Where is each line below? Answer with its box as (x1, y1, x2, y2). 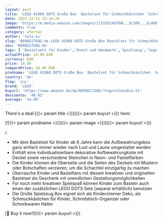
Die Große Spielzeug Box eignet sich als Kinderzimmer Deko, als (12, 191, 141, 197)
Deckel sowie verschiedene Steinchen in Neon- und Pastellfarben (12, 155, 144, 160)
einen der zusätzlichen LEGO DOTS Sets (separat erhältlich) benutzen (12, 186, 152, 191)
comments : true (5, 25, 36, 30)
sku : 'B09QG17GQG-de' (5, 43, 49, 48)
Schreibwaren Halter (12, 201, 53, 207)
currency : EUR (5, 57, 34, 62)
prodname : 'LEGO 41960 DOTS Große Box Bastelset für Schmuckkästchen (5, 70, 151, 75)
